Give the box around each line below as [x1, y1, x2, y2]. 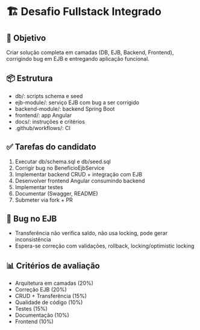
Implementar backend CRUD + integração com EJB [14, 170, 143, 178]
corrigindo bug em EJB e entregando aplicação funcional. [6, 55, 149, 62]
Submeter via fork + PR [14, 196, 73, 204]
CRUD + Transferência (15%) [14, 293, 87, 300]
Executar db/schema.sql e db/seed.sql [14, 158, 111, 165]
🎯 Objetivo [6, 33, 46, 43]
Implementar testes [14, 183, 63, 190]
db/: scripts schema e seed [14, 92, 83, 99]
